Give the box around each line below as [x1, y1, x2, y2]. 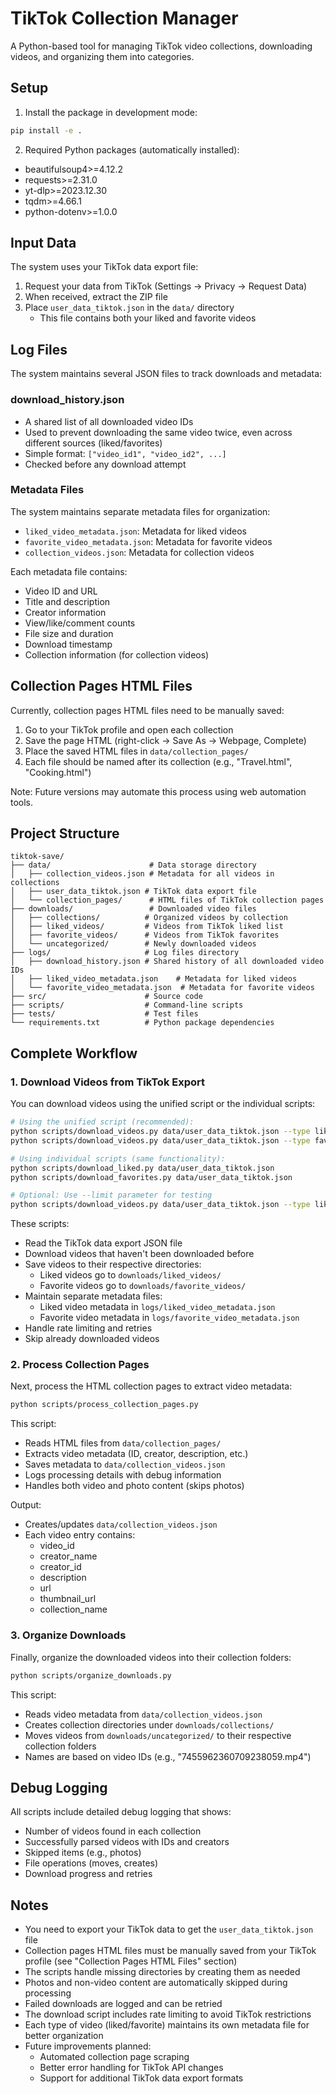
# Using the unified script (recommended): [10, 1117, 195, 1127]
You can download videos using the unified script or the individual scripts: [10, 1098, 316, 1110]
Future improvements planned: [24, 2040, 152, 2052]
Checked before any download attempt [24, 458, 187, 470]
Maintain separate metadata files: [24, 1290, 163, 1302]
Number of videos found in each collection [24, 1825, 202, 1837]
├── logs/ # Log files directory [10, 948, 240, 958]
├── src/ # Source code [10, 992, 203, 1002]
